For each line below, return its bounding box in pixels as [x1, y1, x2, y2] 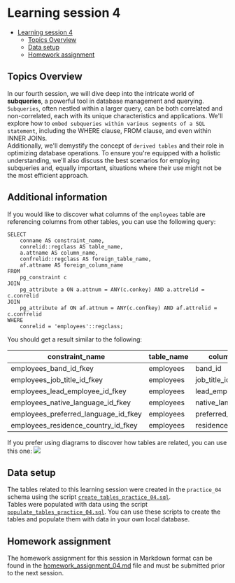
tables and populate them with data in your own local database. [7, 515, 190, 524]
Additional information [7, 191, 108, 204]
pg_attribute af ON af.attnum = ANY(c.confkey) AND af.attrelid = [20, 304, 218, 311]
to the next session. [7, 569, 64, 577]
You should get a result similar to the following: [7, 335, 142, 344]
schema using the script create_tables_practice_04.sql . [7, 493, 171, 501]
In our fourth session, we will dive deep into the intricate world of [7, 89, 194, 97]
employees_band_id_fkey [10, 363, 94, 373]
